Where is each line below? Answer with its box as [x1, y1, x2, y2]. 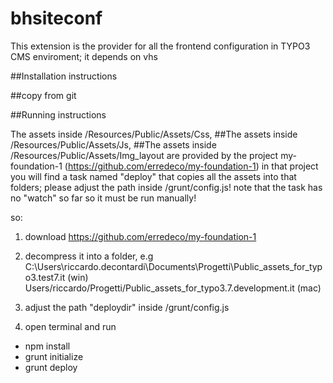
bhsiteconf [10, 7, 103, 30]
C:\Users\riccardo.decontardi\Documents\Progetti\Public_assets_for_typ [24, 260, 323, 272]
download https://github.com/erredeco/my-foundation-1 [24, 230, 257, 242]
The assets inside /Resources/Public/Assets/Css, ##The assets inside [10, 128, 298, 140]
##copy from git [10, 89, 77, 101]
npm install [24, 340, 71, 352]
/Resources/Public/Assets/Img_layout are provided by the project [10, 149, 279, 161]
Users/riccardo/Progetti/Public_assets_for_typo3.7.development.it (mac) [24, 282, 322, 294]
